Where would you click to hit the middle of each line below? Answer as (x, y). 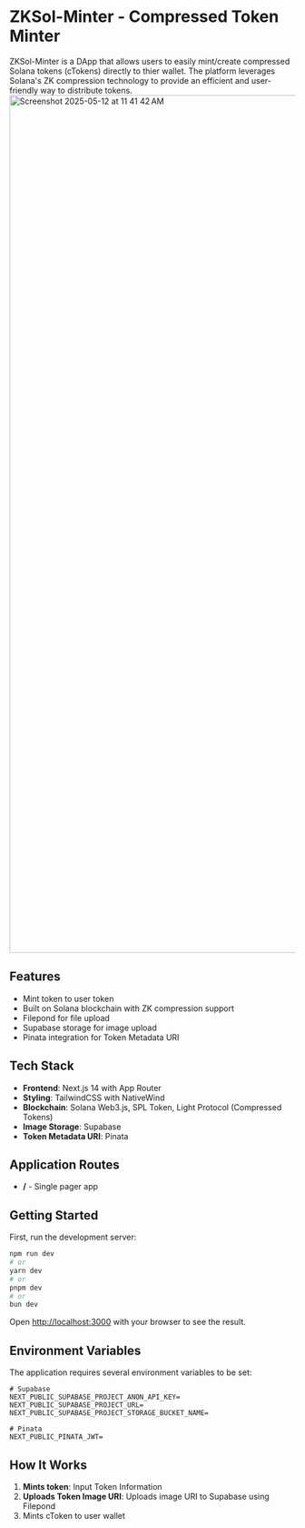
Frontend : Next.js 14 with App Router (92, 1088)
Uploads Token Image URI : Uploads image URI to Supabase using (146, 1496)
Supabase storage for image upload (89, 1027)
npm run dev (32, 1254)
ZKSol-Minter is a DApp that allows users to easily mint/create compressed (150, 61)
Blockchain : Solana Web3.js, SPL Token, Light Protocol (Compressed (152, 1107)
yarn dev (26, 1270)
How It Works (49, 1465)
